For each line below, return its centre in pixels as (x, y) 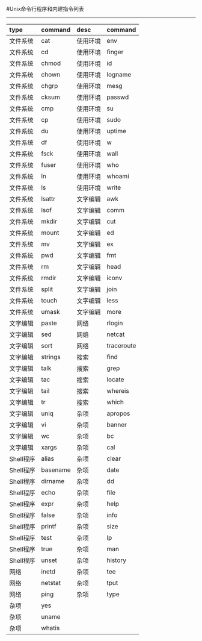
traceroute (121, 346)
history (117, 560)
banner (117, 425)
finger (115, 52)
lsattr (48, 199)
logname (119, 74)
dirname (53, 481)
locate (115, 380)
